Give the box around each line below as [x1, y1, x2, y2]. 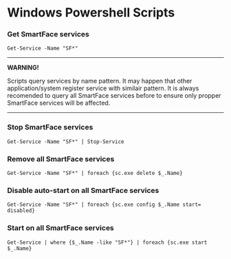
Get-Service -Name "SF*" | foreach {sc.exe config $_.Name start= [7, 201, 201, 208]
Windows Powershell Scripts [7, 5, 175, 21]
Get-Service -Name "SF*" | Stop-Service [7, 138, 125, 145]
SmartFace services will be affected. [7, 99, 111, 107]
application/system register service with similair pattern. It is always [7, 84, 199, 92]
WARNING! [7, 63, 39, 72]
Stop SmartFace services [7, 123, 93, 132]
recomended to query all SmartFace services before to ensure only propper [7, 92, 221, 100]
